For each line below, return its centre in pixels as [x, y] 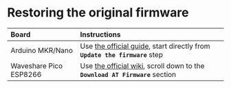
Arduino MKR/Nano [42, 50]
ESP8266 [26, 74]
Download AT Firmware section [128, 74]
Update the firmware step [122, 54]
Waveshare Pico [37, 65]
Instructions [100, 34]
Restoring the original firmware [98, 13]
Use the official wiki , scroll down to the [142, 65]
